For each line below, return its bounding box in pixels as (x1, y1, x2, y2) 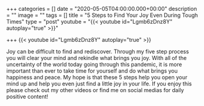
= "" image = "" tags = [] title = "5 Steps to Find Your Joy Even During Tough (6, 12, 199, 19)
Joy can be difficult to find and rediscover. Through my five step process (6, 48, 189, 55)
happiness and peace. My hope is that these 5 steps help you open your (6, 74, 188, 81)
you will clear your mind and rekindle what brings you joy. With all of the (6, 55, 187, 61)
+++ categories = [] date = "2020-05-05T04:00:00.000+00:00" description (6, 5, 197, 12)
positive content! (6, 93, 49, 100)
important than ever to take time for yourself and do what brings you (6, 67, 178, 75)
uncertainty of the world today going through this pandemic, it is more (6, 61, 183, 68)
